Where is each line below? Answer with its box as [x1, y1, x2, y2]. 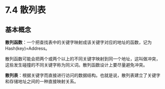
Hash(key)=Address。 [5, 45, 50, 51]
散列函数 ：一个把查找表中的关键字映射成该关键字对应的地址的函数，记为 [5, 40, 152, 45]
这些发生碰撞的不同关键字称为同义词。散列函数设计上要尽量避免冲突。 [5, 62, 148, 67]
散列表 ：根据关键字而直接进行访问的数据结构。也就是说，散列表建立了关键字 [5, 72, 161, 78]
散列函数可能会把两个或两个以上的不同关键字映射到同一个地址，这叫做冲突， [5, 56, 161, 62]
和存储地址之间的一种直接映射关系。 [5, 79, 79, 84]
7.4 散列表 [5, 4, 46, 16]
